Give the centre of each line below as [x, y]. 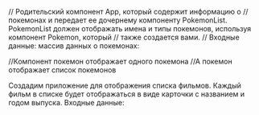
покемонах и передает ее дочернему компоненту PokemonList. [118, 20]
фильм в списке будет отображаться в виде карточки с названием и [127, 94]
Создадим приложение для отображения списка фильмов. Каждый [125, 85]
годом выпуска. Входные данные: [66, 103]
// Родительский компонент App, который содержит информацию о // [128, 12]
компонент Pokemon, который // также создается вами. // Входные [124, 37]
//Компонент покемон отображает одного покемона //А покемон [120, 61]
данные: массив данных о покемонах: [74, 46]
